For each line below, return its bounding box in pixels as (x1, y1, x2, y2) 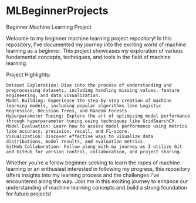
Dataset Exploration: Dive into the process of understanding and (6, 82, 172, 88)
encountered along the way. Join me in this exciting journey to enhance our (6, 177, 188, 185)
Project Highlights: (6, 71, 51, 78)
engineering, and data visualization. (6, 92, 101, 98)
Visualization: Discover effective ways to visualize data (6, 133, 154, 139)
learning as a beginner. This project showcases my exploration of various (6, 47, 183, 54)
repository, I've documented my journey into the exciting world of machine (6, 41, 187, 48)
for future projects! (6, 190, 52, 197)
